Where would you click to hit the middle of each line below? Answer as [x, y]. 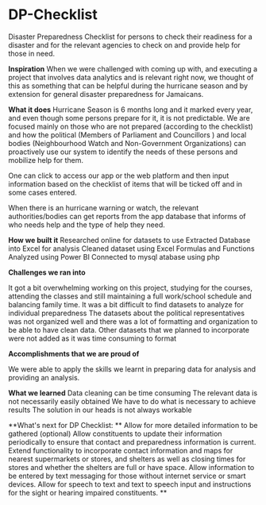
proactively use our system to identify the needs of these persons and [123, 152]
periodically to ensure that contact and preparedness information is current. [132, 441]
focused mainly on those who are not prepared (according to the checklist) [131, 126]
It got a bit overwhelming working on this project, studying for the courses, [130, 287]
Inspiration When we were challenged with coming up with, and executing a [133, 68]
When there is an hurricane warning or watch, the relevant [104, 207]
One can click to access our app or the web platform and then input [119, 175]
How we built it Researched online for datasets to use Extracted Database [129, 240]
